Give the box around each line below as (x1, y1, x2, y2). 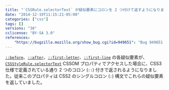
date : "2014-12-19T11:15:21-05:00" (5, 12, 80, 17)
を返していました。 (5, 79, 45, 85)
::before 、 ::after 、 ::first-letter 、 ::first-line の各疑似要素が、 (5, 54, 147, 60)
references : (5, 35, 30, 40)
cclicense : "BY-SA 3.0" (5, 30, 55, 35)
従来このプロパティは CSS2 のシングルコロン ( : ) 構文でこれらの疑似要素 (14, 73, 163, 79)
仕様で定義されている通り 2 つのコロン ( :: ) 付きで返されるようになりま (5, 66, 153, 72)
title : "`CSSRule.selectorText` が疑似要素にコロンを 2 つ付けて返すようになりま (5, 7, 164, 12)
